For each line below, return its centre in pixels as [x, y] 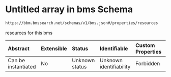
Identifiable [114, 48]
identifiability [115, 66]
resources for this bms [29, 33]
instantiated [22, 66]
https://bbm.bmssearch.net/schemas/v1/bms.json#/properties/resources [82, 23]
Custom [145, 45]
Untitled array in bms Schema [69, 9]
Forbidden [148, 63]
